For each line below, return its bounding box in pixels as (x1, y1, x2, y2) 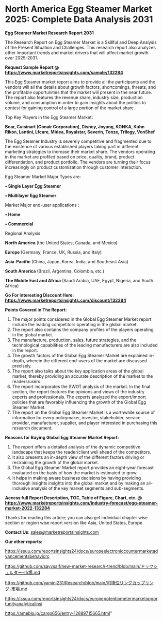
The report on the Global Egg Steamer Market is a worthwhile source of (12, 409, 155, 415)
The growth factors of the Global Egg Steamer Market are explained (12, 352, 148, 358)
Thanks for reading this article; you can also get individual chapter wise (5, 514, 148, 520)
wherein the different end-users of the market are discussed (26, 357, 147, 364)
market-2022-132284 (5, 505, 50, 511)
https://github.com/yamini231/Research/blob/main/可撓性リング (5, 580, 132, 585)
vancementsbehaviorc (5, 553, 49, 559)
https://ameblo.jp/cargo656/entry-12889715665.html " (5, 610, 113, 616)
